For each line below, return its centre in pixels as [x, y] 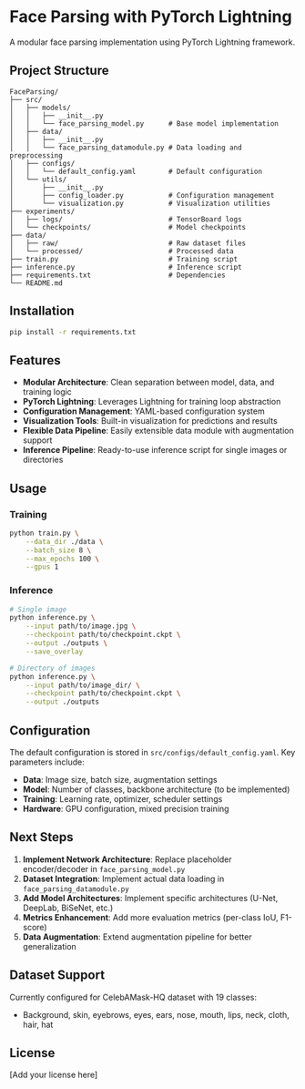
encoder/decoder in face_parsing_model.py [104, 868]
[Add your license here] [54, 1075]
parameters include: [47, 762]
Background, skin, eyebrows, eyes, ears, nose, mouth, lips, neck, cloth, [156, 1014]
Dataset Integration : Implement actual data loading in [123, 878]
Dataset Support [57, 976]
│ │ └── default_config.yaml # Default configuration [136, 171]
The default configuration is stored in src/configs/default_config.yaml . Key [152, 753]
